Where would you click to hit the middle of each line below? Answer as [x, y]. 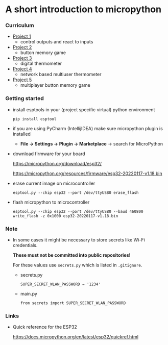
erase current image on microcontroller [54, 183]
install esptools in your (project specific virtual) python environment [84, 109]
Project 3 [22, 58]
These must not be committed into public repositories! [72, 255]
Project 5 [22, 80]
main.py [29, 294]
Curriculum [20, 26]
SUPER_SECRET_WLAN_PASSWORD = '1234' [61, 284]
